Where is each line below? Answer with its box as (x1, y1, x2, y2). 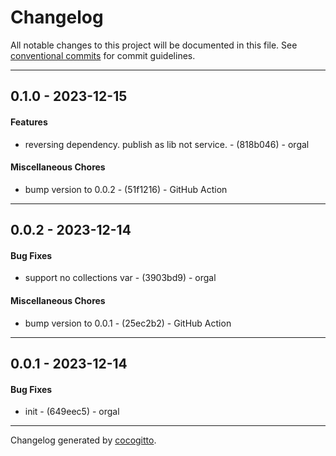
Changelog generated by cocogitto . (10, 434, 157, 446)
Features (10, 116, 48, 128)
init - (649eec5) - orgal (24, 406, 120, 418)
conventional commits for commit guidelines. (10, 49, 196, 61)
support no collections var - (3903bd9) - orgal (24, 272, 217, 284)
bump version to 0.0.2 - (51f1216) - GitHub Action (24, 183, 228, 195)
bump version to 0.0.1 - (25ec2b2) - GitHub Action (24, 317, 232, 329)
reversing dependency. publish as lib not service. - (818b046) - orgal (24, 138, 310, 150)
